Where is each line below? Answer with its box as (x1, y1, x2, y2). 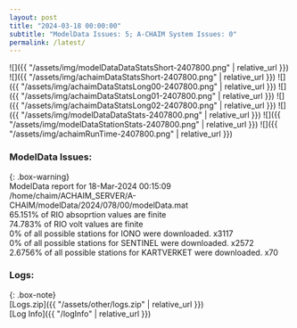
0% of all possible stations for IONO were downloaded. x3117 (9, 228, 234, 239)
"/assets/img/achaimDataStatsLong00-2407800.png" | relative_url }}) (21, 81, 276, 92)
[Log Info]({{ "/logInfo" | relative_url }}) (9, 308, 152, 319)
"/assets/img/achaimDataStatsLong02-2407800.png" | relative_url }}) (21, 100, 276, 111)
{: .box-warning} (9, 171, 70, 182)
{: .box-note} (9, 289, 56, 299)
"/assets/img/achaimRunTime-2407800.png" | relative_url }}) (9, 128, 234, 139)
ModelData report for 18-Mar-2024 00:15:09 (9, 180, 172, 192)
